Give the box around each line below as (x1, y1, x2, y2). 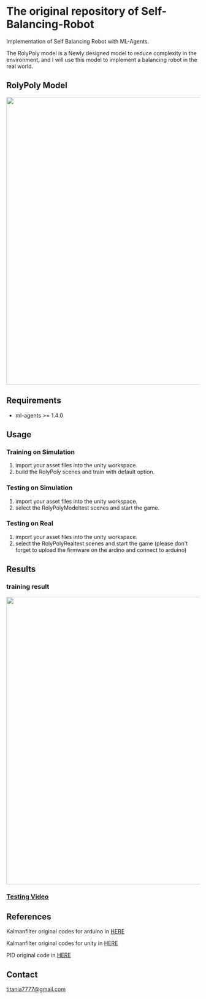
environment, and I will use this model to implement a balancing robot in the (6, 56, 197, 63)
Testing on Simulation (6, 483, 73, 492)
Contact (6, 969, 38, 979)
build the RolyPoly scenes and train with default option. (15, 468, 155, 476)
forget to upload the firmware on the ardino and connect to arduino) (15, 546, 187, 553)
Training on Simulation (6, 448, 75, 456)
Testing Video (6, 892, 49, 901)
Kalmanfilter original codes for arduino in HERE (6, 928, 125, 935)
